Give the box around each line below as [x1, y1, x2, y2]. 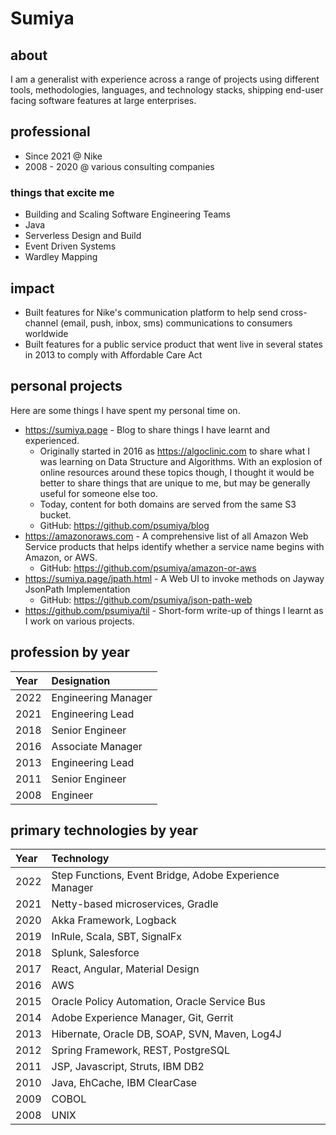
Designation [51, 673, 111, 687]
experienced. [24, 434, 80, 446]
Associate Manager [51, 739, 143, 753]
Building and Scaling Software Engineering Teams [24, 208, 231, 221]
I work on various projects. [24, 615, 135, 627]
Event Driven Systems [24, 240, 117, 252]
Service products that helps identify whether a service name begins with [24, 540, 325, 552]
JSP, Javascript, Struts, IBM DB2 [51, 1060, 205, 1074]
